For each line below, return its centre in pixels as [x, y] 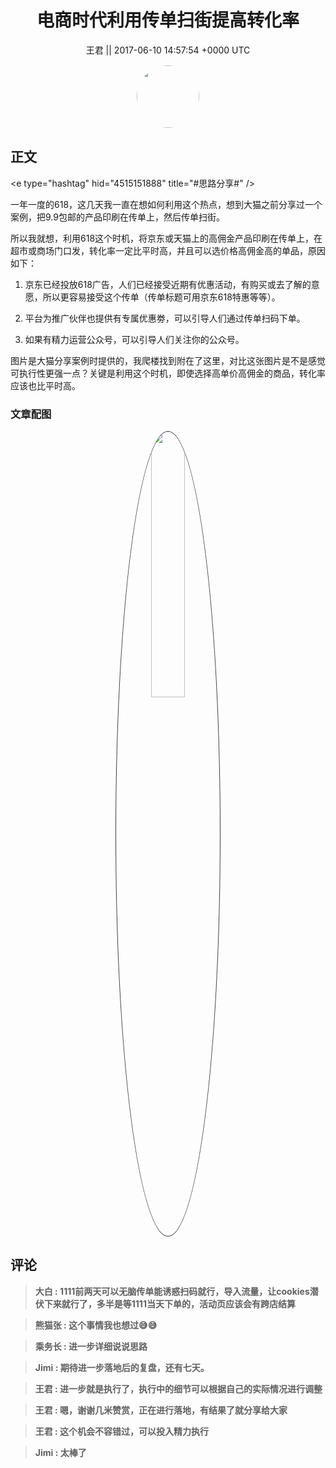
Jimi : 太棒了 [60, 1452]
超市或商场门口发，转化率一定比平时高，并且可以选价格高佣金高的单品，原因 [168, 250]
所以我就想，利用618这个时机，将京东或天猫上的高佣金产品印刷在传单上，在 [166, 238]
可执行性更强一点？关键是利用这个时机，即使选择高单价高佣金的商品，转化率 [168, 373]
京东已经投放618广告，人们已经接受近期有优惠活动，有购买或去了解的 [168, 284]
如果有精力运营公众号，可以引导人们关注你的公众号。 [134, 339]
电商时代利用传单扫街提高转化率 [168, 20]
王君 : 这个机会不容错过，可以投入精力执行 [122, 1431]
